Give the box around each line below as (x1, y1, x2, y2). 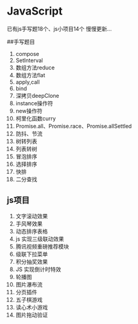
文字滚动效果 (15, 212, 48, 219)
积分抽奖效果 (15, 258, 48, 265)
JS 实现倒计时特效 (15, 266, 61, 273)
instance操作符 (15, 99, 53, 107)
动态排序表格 (15, 227, 48, 235)
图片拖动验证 (15, 311, 48, 319)
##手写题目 (7, 38, 35, 45)
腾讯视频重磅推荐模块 (15, 243, 69, 250)
